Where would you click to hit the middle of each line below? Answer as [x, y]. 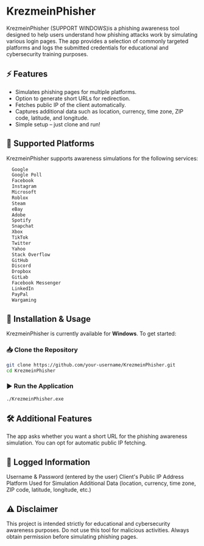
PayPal [20, 294]
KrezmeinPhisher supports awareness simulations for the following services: [102, 158]
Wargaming [24, 300]
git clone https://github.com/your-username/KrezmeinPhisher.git [91, 365]
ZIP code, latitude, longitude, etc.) [49, 490]
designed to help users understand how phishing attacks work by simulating [102, 34]
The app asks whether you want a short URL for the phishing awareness [97, 436]
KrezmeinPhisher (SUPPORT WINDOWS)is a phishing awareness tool [93, 28]
